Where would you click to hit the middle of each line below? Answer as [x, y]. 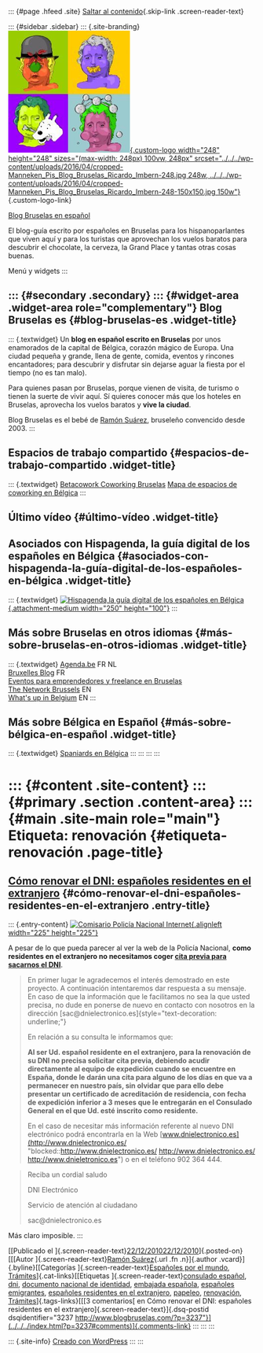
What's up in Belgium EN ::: [52, 697]
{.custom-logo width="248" [175, 150]
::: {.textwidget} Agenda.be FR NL [63, 664]
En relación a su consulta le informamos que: [100, 1037]
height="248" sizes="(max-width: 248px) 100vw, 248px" [100, 158]
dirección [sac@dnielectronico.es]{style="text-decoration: [122, 1013]
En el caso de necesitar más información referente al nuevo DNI [130, 1126]
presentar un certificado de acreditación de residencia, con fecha [137, 1094]
